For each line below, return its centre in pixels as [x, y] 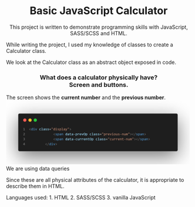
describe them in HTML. [35, 186]
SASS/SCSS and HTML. [99, 33]
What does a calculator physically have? [99, 77]
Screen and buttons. [99, 84]
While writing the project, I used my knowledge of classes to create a [90, 45]
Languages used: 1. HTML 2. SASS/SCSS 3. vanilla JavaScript [81, 198]
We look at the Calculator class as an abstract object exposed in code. [91, 62]
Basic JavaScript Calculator [99, 11]
